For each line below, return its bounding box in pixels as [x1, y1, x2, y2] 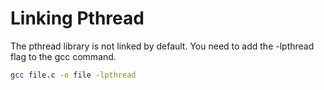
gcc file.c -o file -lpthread [10, 70, 137, 80]
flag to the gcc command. [10, 50, 117, 62]
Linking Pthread [10, 7, 145, 30]
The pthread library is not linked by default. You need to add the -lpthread [10, 40, 315, 52]
